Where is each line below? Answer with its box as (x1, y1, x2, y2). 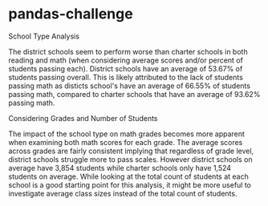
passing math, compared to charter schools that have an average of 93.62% (8, 89, 261, 99)
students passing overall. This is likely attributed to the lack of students (8, 72, 243, 82)
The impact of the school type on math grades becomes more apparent (8, 129, 245, 139)
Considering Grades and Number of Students (8, 113, 158, 123)
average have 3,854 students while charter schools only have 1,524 (8, 163, 231, 172)
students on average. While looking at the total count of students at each (8, 172, 249, 181)
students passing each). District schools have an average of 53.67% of (8, 63, 243, 73)
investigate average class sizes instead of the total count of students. (8, 188, 238, 198)
